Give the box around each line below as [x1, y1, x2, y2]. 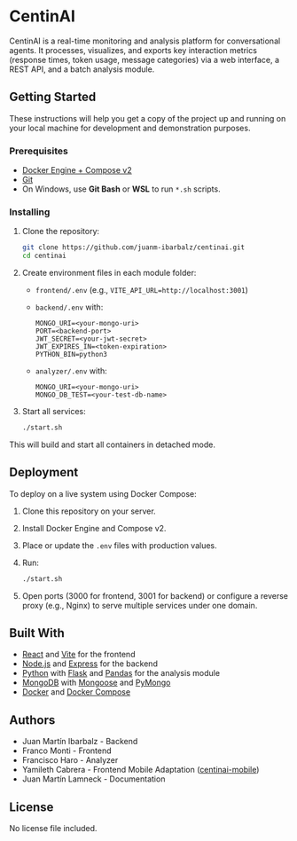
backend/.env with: [35, 302, 104, 312]
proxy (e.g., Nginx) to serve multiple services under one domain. [21, 600, 258, 610]
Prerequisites [9, 145, 68, 157]
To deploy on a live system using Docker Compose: [9, 488, 197, 499]
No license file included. [9, 823, 98, 834]
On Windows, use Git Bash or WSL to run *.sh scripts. [21, 184, 221, 194]
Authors [9, 712, 56, 727]
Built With [9, 625, 65, 641]
